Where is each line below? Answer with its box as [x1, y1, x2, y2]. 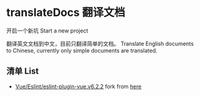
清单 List [6, 66, 39, 76]
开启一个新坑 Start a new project [6, 27, 88, 34]
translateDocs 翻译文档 [6, 6, 126, 20]
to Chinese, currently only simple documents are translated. [6, 46, 158, 54]
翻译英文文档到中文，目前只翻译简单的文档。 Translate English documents [6, 40, 194, 47]
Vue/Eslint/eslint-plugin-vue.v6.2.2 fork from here [15, 83, 142, 90]
